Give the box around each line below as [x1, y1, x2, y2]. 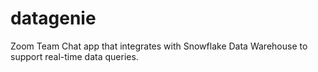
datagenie [10, 7, 97, 30]
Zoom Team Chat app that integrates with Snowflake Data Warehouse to [10, 40, 308, 52]
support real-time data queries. [10, 50, 139, 62]
